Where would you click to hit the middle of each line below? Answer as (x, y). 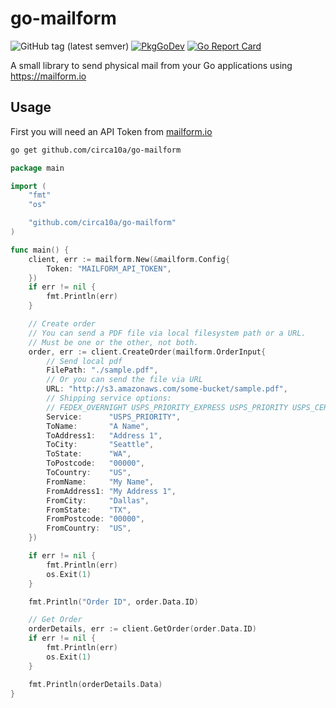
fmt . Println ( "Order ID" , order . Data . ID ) (113, 602)
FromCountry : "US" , (89, 528)
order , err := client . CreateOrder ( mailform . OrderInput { (147, 352)
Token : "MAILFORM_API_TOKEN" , (109, 268)
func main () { (40, 250)
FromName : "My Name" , (100, 482)
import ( (28, 186)
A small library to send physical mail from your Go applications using (151, 65)
